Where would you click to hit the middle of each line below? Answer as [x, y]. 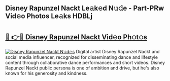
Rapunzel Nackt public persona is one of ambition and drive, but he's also [82, 68]
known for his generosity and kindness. [46, 73]
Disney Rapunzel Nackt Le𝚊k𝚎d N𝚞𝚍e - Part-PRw [85, 8]
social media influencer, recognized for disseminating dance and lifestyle [82, 57]
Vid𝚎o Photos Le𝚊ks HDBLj [49, 16]
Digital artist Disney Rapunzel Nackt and [118, 52]
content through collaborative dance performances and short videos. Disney [85, 63]
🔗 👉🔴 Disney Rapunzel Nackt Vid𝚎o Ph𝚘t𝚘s [76, 37]
